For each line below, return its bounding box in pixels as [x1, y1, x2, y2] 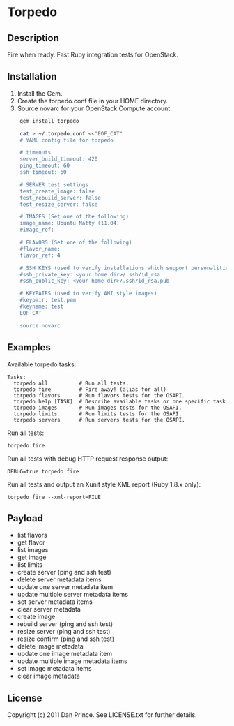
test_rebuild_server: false [19, 194, 101, 201]
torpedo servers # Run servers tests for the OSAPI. [13, 416, 186, 423]
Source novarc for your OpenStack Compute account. [17, 104, 172, 112]
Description [7, 32, 59, 44]
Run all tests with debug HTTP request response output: [7, 454, 169, 463]
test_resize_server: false [19, 200, 98, 208]
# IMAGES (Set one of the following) [19, 214, 130, 221]
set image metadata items [17, 665, 92, 673]
